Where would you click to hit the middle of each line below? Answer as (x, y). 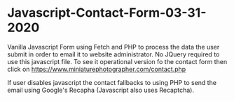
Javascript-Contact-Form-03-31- (107, 13)
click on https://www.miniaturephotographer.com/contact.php (97, 69)
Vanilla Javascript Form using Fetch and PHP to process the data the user (113, 47)
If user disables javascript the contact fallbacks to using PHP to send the (112, 82)
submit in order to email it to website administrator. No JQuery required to (113, 54)
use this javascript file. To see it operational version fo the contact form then (117, 61)
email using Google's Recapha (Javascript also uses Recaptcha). (101, 90)
